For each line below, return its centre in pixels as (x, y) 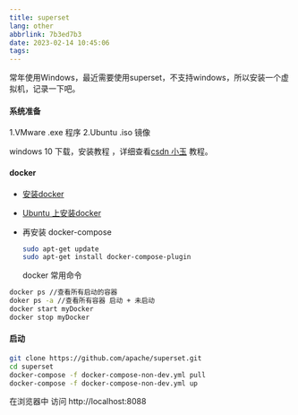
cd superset (31, 367)
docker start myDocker (51, 309)
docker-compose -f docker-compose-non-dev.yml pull (107, 375)
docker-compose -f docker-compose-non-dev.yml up (104, 383)
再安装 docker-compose (67, 232)
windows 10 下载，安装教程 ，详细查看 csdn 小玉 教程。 (111, 151)
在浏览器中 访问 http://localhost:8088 (78, 402)
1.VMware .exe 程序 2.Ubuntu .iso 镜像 (80, 133)
